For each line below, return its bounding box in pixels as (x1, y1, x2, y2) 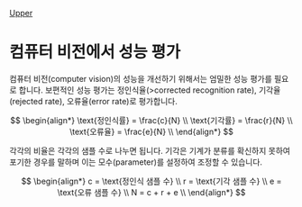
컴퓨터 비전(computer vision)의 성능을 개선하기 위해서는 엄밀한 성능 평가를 (9, 73, 272, 84)
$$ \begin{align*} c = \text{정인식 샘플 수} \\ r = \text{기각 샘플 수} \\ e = (21, 175, 282, 186)
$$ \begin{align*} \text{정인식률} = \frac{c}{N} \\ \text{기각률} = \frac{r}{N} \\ (10, 114, 293, 125)
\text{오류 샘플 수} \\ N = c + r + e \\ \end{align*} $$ (57, 186, 246, 197)
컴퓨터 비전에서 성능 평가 (9, 42, 181, 62)
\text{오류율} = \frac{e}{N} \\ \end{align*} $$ (69, 126, 234, 137)
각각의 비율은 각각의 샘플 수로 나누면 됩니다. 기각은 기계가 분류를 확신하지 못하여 (9, 145, 291, 156)
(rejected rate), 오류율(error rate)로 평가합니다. (9, 95, 178, 106)
